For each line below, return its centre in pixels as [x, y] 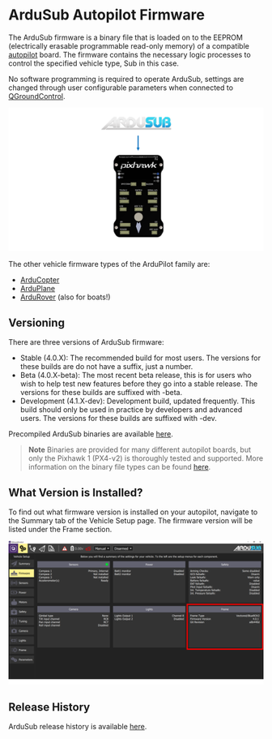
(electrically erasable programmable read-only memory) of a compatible [129, 45]
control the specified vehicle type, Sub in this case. [94, 63]
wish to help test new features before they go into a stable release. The [139, 384]
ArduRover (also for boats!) [65, 297]
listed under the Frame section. [60, 530]
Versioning [36, 322]
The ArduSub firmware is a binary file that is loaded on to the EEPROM [125, 37]
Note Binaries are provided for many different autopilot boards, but [140, 450]
